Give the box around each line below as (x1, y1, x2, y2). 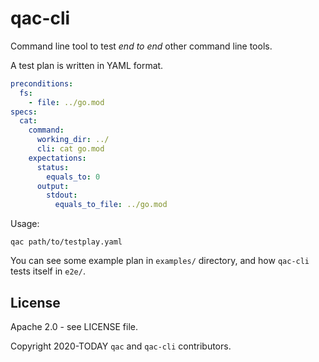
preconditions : (10, 78, 74, 89)
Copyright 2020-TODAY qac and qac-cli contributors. (10, 340, 232, 352)
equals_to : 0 (46, 172, 101, 182)
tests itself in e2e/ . (10, 265, 86, 277)
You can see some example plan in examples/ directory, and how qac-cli (10, 255, 310, 267)
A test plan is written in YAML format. (10, 59, 164, 71)
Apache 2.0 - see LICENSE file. (10, 321, 138, 332)
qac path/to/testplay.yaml (10, 237, 123, 247)
